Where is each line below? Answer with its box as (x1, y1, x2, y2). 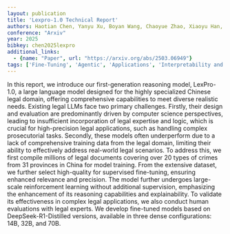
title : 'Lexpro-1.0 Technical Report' (7, 17, 118, 23)
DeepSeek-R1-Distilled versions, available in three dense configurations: (7, 211, 212, 220)
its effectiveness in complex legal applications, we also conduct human (7, 197, 209, 205)
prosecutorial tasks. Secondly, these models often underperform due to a (7, 131, 216, 140)
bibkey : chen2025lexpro (7, 42, 76, 49)
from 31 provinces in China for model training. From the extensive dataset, (7, 160, 217, 169)
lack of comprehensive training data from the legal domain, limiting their (7, 138, 211, 147)
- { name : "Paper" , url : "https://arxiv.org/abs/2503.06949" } (13, 55, 193, 62)
